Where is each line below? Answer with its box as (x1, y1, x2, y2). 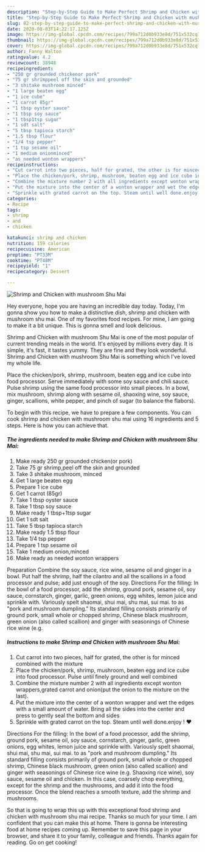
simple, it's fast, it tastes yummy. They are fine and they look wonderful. (7, 347, 187, 353)
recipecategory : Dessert (7, 269, 70, 275)
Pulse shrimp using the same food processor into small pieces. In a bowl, (7, 384, 190, 391)
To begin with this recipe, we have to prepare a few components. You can (7, 409, 192, 416)
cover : (7, 43, 24, 49)
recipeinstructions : (7, 162, 60, 168)
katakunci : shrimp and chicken (7, 235, 86, 241)
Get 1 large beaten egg (15, 477, 73, 484)
